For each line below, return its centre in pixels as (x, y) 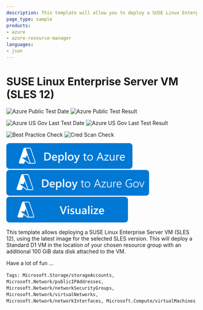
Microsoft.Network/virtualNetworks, (52, 294)
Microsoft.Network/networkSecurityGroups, (60, 288)
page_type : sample (29, 19)
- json (14, 51)
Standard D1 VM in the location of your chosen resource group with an (94, 245)
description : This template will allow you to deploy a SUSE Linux (93, 13)
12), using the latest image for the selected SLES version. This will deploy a (99, 238)
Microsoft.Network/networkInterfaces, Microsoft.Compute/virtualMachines (101, 301)
